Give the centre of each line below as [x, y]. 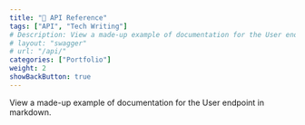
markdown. [30, 112]
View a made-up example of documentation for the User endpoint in [137, 102]
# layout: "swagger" [49, 43]
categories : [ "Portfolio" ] [60, 60]
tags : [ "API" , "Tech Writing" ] [69, 26]
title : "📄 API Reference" [58, 18]
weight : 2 [28, 69]
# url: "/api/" [38, 52]
